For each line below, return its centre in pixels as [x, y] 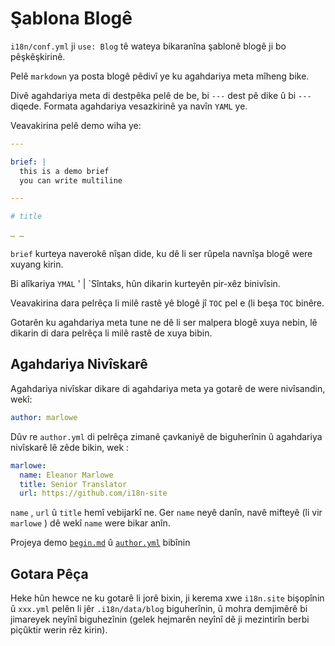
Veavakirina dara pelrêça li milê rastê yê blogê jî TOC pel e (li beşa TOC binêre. [167, 303]
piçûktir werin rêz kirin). [59, 630]
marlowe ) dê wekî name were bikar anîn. [90, 523]
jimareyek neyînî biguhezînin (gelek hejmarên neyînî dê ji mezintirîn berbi [160, 619]
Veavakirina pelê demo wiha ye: [76, 125]
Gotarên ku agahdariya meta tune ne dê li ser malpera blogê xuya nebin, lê [164, 323]
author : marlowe [44, 417]
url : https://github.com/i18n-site [93, 493]
